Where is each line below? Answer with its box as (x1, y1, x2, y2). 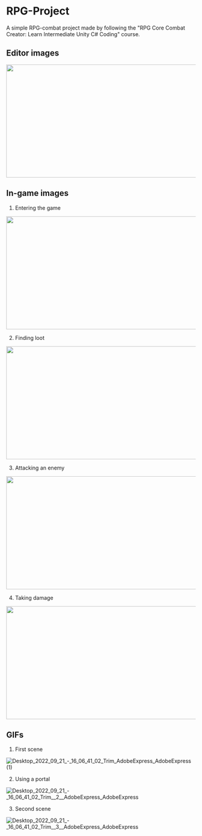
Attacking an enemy (14, 464, 65, 471)
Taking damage (14, 594, 54, 601)
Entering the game (14, 204, 61, 212)
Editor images (6, 48, 60, 58)
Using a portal (14, 776, 50, 783)
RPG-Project (6, 4, 70, 18)
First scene (14, 746, 43, 753)
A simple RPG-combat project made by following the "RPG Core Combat (6, 24, 185, 31)
